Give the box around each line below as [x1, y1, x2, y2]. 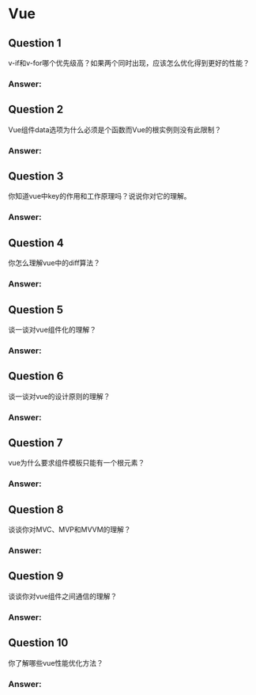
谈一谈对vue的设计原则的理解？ [8, 391, 111, 401]
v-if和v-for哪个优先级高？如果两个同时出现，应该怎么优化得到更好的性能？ [8, 59, 250, 67]
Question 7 [8, 436, 63, 450]
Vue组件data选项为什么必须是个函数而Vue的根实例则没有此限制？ [8, 124, 222, 135]
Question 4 [8, 236, 65, 249]
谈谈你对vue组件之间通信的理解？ [8, 591, 118, 601]
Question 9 [8, 569, 64, 583]
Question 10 [8, 636, 69, 650]
